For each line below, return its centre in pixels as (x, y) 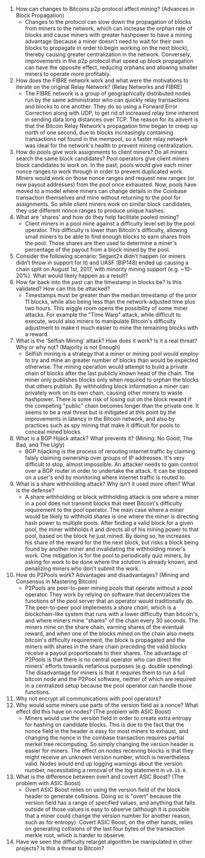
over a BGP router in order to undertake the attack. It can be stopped (111, 471)
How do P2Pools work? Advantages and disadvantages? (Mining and (103, 575)
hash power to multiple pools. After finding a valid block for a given (109, 523)
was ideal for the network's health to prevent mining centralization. (109, 145)
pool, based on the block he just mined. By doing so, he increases (108, 536)
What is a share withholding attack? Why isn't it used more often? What (105, 484)
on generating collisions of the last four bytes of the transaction (105, 829)
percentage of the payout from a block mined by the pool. (97, 250)
